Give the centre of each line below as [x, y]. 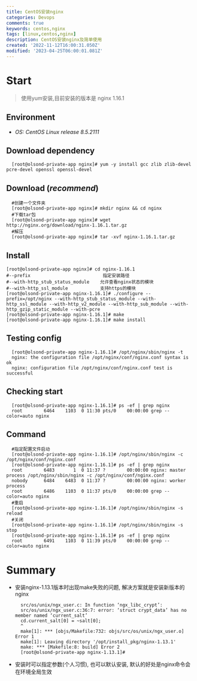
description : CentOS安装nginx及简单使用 [54, 40]
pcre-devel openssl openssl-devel [49, 170]
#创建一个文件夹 [29, 203]
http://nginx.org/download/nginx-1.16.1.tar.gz [67, 225]
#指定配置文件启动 [31, 449]
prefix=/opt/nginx [29, 299]
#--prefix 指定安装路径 [68, 275]
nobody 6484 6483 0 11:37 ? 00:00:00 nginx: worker [99, 481]
